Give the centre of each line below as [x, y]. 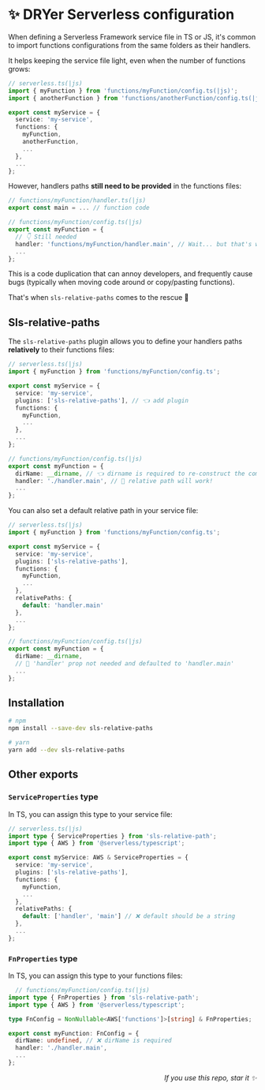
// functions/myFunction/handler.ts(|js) [77, 200]
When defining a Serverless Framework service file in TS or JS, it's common [132, 36]
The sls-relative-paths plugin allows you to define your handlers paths [125, 342]
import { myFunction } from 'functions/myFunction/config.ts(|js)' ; [123, 91]
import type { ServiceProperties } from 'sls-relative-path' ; [112, 836]
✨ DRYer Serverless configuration [121, 15]
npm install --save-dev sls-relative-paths [81, 729]
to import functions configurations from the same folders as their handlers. [129, 45]
